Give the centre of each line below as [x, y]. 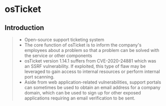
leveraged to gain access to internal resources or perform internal [92, 71]
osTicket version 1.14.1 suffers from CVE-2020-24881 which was [90, 61]
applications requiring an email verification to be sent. [80, 98]
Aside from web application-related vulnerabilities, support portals [93, 82]
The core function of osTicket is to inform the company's [83, 45]
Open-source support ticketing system [64, 39]
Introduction [24, 28]
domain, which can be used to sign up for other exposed [82, 93]
